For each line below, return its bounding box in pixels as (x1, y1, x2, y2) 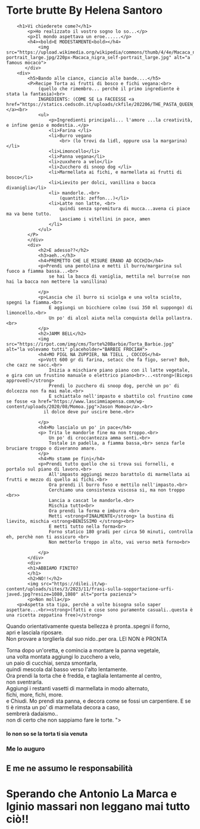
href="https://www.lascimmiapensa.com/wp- (37, 398, 145, 404)
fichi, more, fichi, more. (6, 691, 64, 698)
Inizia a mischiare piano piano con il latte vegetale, (48, 367, 190, 373)
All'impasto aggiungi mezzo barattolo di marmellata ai (48, 471, 190, 477)
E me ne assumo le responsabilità (6, 763, 133, 773)
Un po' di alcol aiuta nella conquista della (48, 315, 164, 321)
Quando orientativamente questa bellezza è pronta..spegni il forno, (6, 622, 170, 629)
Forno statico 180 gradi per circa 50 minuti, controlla (48, 528, 193, 535)
